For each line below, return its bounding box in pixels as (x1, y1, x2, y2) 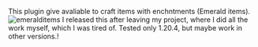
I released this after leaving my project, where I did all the (62, 15, 249, 24)
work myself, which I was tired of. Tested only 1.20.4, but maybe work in (8, 23, 243, 32)
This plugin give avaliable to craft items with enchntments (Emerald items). (8, 7, 251, 16)
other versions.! (8, 31, 59, 41)
